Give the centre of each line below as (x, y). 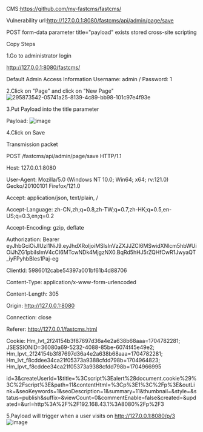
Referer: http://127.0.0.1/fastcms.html (52, 329)
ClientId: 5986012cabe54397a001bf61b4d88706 (67, 270)
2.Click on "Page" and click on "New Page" (60, 91)
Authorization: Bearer (33, 239)
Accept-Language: (30, 209)
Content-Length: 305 (33, 294)
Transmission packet (32, 144)
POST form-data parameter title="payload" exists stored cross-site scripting (101, 32)
